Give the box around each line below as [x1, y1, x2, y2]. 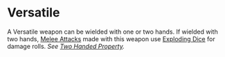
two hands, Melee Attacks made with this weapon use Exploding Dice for [7, 34, 216, 43]
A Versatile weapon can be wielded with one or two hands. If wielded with [7, 27, 218, 36]
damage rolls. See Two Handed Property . [7, 42, 125, 50]
